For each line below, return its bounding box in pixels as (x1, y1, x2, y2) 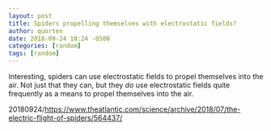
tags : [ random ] (8, 49, 60, 57)
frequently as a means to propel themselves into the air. (8, 89, 194, 98)
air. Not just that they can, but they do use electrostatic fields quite (8, 80, 231, 90)
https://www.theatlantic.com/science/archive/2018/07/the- (44, 104, 241, 114)
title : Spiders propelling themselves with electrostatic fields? (8, 19, 237, 27)
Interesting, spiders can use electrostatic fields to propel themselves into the (8, 72, 264, 81)
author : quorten (8, 27, 63, 35)
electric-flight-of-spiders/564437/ (8, 113, 123, 122)
